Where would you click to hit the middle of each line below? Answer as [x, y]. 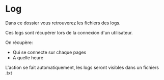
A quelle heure [28, 57]
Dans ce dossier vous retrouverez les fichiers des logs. [63, 23]
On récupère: [19, 42]
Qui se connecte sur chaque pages [49, 52]
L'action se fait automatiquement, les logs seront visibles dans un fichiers [82, 67]
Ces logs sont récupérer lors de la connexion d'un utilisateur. [69, 32]
